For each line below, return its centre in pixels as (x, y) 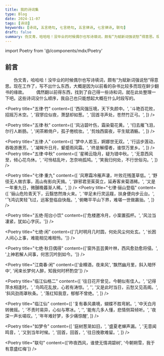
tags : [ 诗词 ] (18, 23)
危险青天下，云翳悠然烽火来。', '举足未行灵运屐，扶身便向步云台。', (87, 194)
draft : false (18, 32)
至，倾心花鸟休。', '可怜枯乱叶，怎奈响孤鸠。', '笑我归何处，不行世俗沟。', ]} (82, 159)
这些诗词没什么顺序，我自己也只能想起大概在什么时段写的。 (78, 98)
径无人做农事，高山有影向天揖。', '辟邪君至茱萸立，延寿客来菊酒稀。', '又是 (80, 181)
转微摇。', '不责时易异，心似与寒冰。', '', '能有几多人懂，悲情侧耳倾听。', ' (79, 310)
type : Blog (16, 14)
